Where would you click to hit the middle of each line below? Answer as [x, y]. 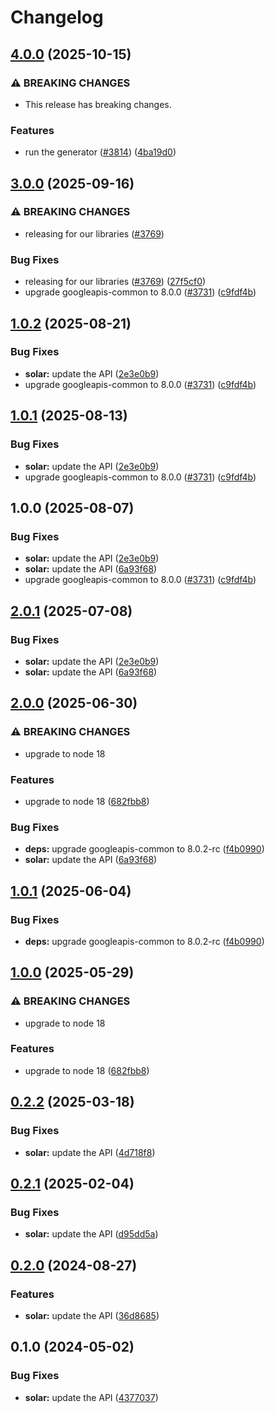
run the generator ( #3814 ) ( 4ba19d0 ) [100, 152]
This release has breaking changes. [98, 104]
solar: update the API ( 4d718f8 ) [90, 1152]
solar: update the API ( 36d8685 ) [92, 1315]
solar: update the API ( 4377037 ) [91, 1397]
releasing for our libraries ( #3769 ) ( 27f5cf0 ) [115, 282]
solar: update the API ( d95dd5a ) [91, 1234]
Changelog [57, 17]
